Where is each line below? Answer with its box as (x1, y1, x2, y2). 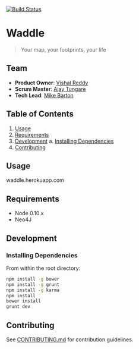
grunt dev (6, 304, 31, 310)
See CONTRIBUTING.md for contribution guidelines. (6, 336, 134, 343)
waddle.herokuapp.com (6, 177, 64, 184)
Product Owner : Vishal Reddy (14, 79, 89, 86)
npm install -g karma (6, 287, 60, 293)
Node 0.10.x (14, 210, 44, 217)
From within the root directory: (6, 265, 81, 272)
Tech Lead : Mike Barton (14, 92, 74, 99)
